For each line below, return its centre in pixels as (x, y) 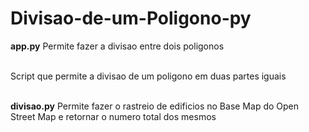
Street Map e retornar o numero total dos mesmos (113, 116)
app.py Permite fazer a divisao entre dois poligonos (117, 46)
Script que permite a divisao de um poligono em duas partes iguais (148, 76)
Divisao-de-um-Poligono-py (131, 18)
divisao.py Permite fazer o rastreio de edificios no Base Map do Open (155, 106)
